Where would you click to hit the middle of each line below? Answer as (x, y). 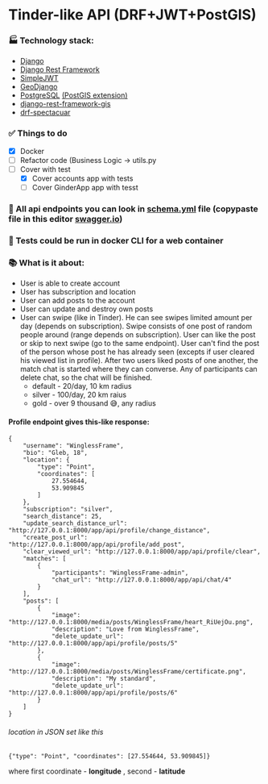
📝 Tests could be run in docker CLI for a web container (116, 240)
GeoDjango (39, 87)
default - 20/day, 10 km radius (82, 386)
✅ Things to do (38, 133)
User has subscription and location (78, 292)
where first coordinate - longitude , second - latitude (97, 771)
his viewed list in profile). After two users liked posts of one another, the (139, 361)
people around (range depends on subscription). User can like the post (138, 335)
